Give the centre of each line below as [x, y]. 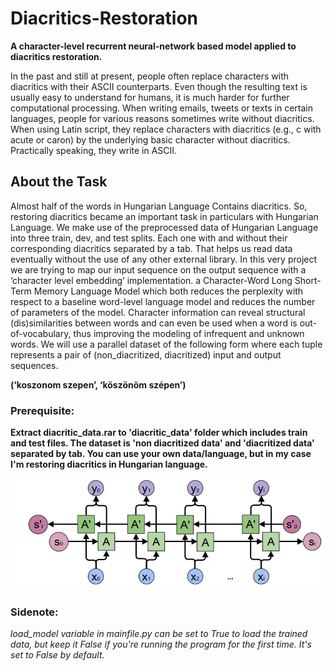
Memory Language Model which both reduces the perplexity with [168, 291]
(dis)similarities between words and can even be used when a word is [154, 323]
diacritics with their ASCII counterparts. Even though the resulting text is [159, 86]
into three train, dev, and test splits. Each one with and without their [149, 238]
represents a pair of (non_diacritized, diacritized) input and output [146, 354]
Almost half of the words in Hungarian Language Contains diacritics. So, [159, 206]
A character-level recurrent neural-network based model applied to [153, 46]
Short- [308, 280]
